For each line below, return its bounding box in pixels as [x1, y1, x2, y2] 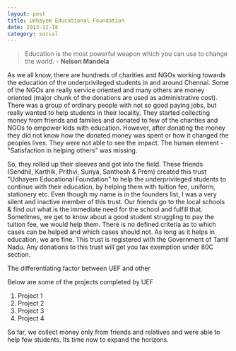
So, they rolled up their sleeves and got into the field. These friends [7, 160, 203, 169]
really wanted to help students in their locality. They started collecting [7, 108, 211, 117]
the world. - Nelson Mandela [24, 57, 110, 66]
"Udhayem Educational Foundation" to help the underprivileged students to [7, 175, 226, 184]
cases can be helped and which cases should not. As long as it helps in [7, 228, 216, 236]
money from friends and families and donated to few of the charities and [7, 116, 218, 125]
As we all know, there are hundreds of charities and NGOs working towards [7, 71, 226, 79]
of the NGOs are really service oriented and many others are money [7, 86, 205, 94]
